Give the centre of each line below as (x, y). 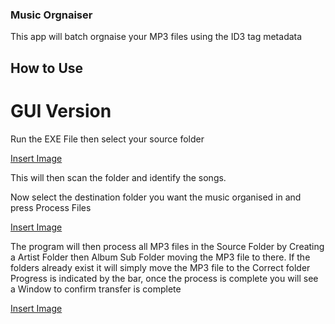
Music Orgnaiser (51, 15)
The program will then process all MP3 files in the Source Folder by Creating (167, 246)
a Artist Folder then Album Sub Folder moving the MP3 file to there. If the (160, 257)
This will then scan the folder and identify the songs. (118, 177)
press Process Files (51, 207)
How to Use (47, 68)
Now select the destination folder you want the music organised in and (156, 197)
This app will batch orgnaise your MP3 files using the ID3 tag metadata (156, 37)
